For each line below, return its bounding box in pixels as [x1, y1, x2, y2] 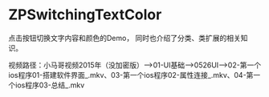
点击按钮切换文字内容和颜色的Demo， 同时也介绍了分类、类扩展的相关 [8, 33, 241, 42]
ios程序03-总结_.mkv [14, 80, 85, 90]
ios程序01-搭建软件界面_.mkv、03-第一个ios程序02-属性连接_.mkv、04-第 [8, 70, 254, 79]
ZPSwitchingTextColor [8, 6, 162, 24]
